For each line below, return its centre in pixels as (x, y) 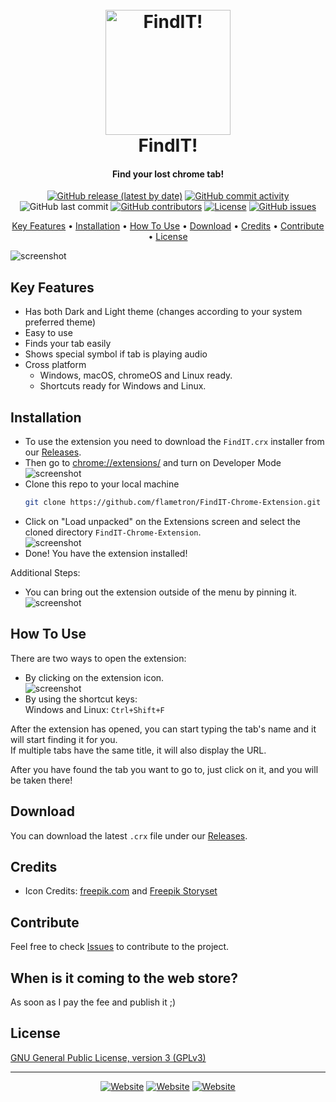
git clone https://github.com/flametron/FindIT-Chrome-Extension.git (173, 503)
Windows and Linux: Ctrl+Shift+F (94, 709)
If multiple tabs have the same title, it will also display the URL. (138, 750)
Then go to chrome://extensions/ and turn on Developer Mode (153, 463)
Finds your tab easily (68, 344)
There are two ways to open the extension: (98, 658)
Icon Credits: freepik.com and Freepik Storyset (121, 891)
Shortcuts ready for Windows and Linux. (123, 386)
